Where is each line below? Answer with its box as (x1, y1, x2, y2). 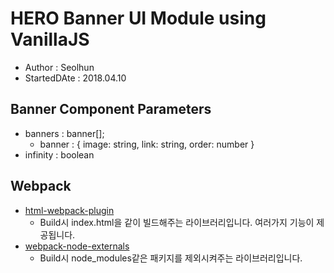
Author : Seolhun (24, 61, 95, 73)
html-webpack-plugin (24, 204, 115, 216)
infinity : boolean (24, 148, 95, 161)
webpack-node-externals (24, 240, 130, 252)
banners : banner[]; (24, 127, 105, 139)
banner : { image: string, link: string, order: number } (39, 138, 255, 150)
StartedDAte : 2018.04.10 (24, 72, 127, 84)
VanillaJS (10, 28, 90, 51)
